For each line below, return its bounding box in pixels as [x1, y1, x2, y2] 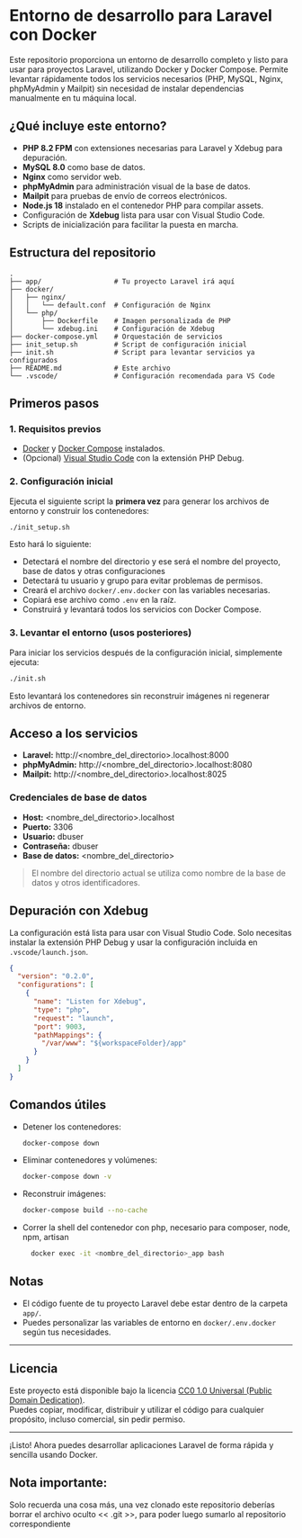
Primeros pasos [9, 395, 100, 410]
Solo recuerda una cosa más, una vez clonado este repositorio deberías [9, 1499, 276, 1510]
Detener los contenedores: [22, 1121, 121, 1132]
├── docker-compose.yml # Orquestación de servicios [9, 332, 223, 341]
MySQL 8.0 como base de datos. [22, 161, 146, 172]
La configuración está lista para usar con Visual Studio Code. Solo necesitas [9, 927, 292, 938]
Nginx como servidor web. [22, 171, 122, 182]
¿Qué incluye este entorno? [9, 119, 167, 134]
